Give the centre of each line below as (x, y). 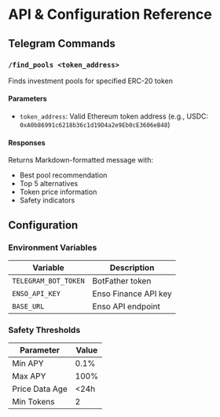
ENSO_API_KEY (37, 293)
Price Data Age (40, 389)
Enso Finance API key (132, 294)
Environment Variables (53, 247)
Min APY (28, 364)
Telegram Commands (62, 44)
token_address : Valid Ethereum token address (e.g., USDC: (114, 116)
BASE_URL (28, 306)
